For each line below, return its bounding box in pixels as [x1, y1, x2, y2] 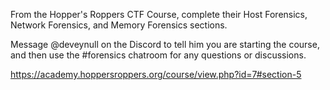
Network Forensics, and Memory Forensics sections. [10, 19, 228, 31]
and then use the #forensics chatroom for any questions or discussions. [10, 49, 307, 61]
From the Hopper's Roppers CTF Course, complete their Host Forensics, [10, 9, 308, 20]
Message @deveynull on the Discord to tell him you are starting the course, [10, 39, 320, 50]
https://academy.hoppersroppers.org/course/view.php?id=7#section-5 [10, 69, 302, 80]
